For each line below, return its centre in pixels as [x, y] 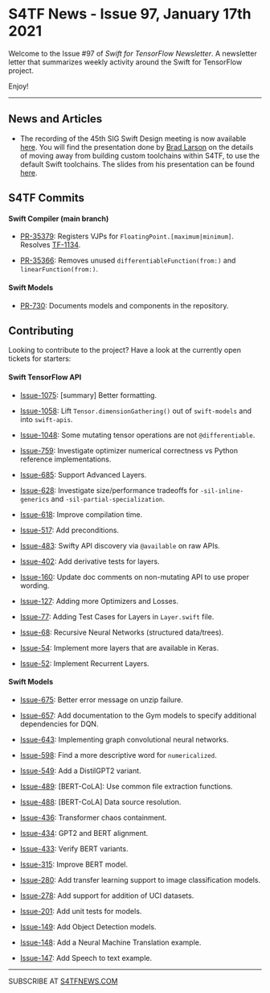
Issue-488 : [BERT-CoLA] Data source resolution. [100, 801]
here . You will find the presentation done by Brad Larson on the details [137, 147]
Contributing [41, 331]
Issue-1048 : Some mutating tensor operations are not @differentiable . [137, 435]
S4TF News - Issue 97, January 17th [130, 14]
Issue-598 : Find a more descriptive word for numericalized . [118, 755]
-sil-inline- [221, 491]
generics [35, 499]
